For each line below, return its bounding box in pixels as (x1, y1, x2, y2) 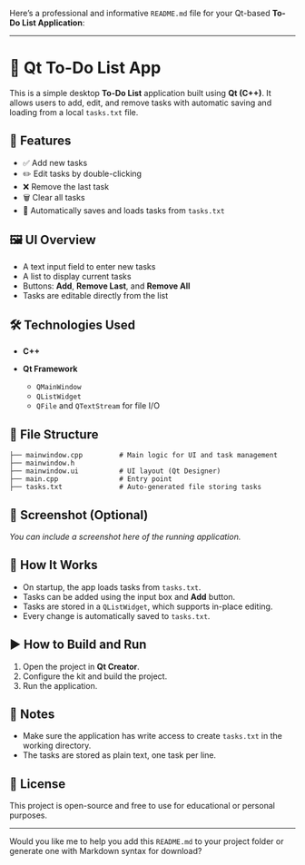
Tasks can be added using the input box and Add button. (22, 591, 236, 602)
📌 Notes (9, 707, 55, 722)
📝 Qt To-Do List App (9, 58, 162, 78)
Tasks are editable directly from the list (22, 290, 169, 300)
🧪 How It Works (9, 557, 98, 573)
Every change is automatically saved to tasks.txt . (22, 610, 211, 621)
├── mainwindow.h (9, 458, 75, 468)
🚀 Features (9, 133, 72, 149)
